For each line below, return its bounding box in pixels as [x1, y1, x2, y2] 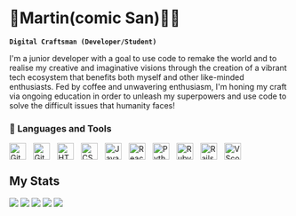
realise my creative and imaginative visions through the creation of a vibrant [9, 62, 287, 73]
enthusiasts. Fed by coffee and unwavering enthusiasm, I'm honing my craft [9, 81, 287, 92]
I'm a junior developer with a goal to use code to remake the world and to [9, 52, 277, 63]
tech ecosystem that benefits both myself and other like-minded [9, 71, 244, 83]
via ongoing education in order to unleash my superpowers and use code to [9, 91, 287, 101]
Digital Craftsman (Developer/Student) [9, 37, 157, 46]
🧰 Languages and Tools [9, 122, 112, 134]
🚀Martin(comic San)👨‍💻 [9, 8, 180, 28]
